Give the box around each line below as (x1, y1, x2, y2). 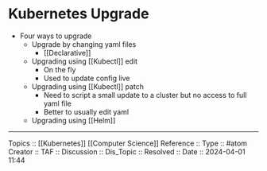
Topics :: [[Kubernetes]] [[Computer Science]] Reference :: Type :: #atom (8, 138, 248, 148)
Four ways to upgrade (19, 31, 92, 41)
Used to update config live (43, 73, 130, 83)
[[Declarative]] (43, 48, 91, 57)
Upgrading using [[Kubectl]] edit (31, 56, 137, 66)
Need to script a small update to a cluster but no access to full (43, 90, 247, 99)
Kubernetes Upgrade (8, 5, 149, 23)
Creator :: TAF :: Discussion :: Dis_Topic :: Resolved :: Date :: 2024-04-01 (8, 146, 246, 156)
